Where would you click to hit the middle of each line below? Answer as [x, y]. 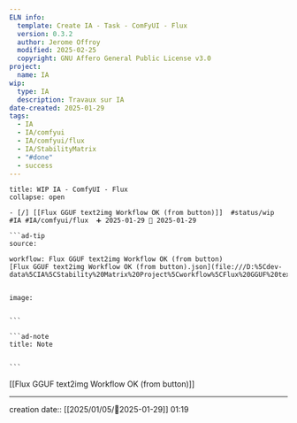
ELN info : [27, 17]
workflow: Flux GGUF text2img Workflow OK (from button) [116, 259]
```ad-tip [27, 236]
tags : [19, 116]
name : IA [33, 75]
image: [21, 298]
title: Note [31, 345]
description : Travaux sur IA [71, 100]
